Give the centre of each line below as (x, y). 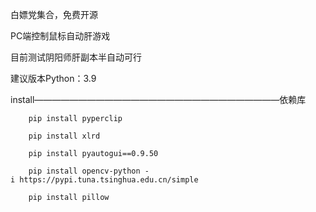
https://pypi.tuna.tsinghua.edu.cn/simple (109, 180)
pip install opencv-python (84, 171)
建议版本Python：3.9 (53, 78)
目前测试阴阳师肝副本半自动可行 (76, 57)
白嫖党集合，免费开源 (54, 14)
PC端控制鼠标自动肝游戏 (60, 36)
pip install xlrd (64, 136)
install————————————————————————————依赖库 (158, 99)
